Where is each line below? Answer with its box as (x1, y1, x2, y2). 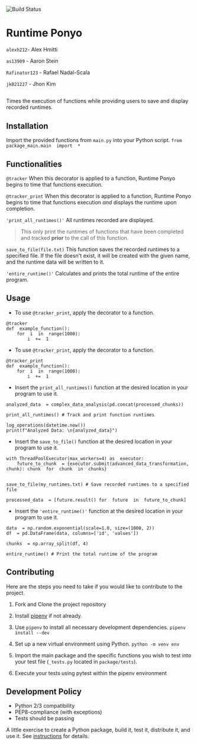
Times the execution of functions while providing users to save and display (6, 98, 189, 105)
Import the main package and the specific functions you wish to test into (14, 651, 192, 659)
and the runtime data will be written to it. (6, 258, 105, 265)
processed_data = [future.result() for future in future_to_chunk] (6, 497, 186, 503)
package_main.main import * (6, 143, 81, 149)
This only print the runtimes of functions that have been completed (20, 228, 184, 235)
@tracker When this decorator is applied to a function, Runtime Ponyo (6, 175, 176, 182)
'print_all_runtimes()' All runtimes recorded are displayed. (6, 216, 154, 223)
